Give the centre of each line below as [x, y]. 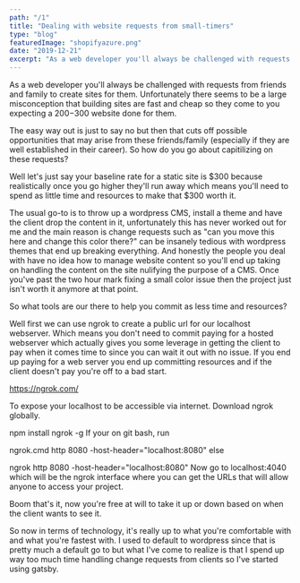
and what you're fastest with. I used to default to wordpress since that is [142, 540]
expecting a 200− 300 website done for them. [93, 113]
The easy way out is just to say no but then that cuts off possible [129, 130]
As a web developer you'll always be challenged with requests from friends [148, 85]
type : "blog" [34, 34]
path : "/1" [30, 17]
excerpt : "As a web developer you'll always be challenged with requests [150, 59]
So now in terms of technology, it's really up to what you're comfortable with [150, 531]
